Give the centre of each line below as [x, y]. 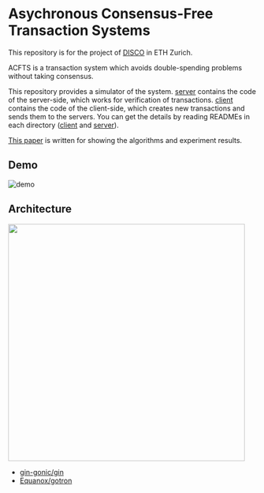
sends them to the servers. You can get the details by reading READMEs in [129, 116]
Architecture [40, 209]
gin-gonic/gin [42, 472]
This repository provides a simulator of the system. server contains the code [132, 91]
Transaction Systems [80, 30]
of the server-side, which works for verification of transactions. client [121, 100]
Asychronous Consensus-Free [111, 14]
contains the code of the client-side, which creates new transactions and [127, 108]
